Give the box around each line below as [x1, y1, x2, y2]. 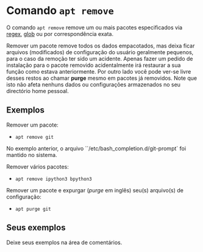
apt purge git [15, 206, 51, 212]
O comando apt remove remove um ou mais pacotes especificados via [6, 24, 183, 31]
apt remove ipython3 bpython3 [15, 176, 93, 182]
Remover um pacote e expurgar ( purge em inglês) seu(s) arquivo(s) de [6, 186, 184, 194]
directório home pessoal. [6, 87, 69, 94]
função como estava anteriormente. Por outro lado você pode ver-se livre [6, 68, 191, 75]
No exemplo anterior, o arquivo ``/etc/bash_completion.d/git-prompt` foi [6, 144, 187, 152]
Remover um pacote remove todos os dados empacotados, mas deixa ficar [6, 42, 195, 49]
